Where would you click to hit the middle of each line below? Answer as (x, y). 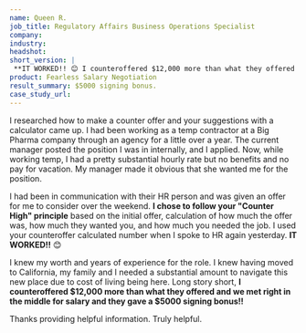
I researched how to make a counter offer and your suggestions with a (142, 120)
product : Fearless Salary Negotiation (83, 78)
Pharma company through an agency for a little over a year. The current (144, 140)
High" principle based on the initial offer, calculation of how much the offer (151, 215)
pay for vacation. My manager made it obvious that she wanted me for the (149, 169)
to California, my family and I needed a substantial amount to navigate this (149, 272)
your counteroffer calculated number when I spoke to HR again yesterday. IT (153, 234)
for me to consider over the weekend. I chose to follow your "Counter (142, 205)
